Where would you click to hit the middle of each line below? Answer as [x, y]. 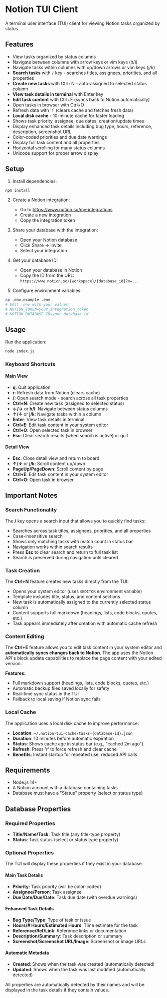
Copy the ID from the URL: [47, 275]
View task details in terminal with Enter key [58, 94]
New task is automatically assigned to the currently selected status [82, 602]
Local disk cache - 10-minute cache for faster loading [68, 115]
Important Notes [31, 495]
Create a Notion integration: [41, 200]
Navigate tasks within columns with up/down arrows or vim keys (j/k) [84, 67]
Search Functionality [31, 510]
